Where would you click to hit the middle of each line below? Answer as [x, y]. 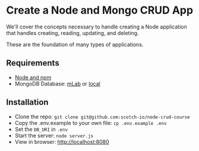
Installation [27, 102]
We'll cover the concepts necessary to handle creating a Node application [97, 27]
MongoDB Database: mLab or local [58, 83]
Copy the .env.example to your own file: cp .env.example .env [91, 123]
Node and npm [33, 77]
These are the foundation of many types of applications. [75, 44]
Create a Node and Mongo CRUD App [100, 10]
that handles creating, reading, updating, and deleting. [72, 33]
